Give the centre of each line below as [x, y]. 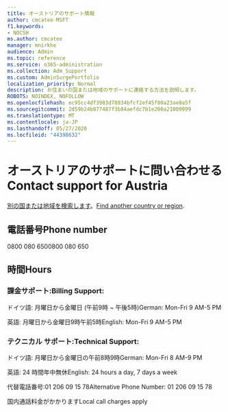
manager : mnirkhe [32, 45]
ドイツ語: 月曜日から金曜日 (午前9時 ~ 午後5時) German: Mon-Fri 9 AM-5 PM [114, 307]
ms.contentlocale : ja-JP [42, 122]
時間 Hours [29, 270]
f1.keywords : [26, 26]
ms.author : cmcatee [35, 39]
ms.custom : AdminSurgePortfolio [53, 77]
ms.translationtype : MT [41, 115]
